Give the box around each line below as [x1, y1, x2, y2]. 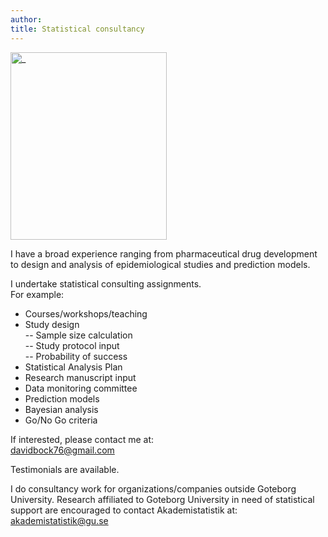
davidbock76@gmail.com [10, 444, 115, 456]
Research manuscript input [24, 371, 137, 383]
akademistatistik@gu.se [10, 514, 109, 526]
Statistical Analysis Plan [24, 361, 123, 373]
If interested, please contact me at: [10, 433, 155, 445]
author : [10, 14, 43, 25]
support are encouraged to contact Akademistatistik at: [10, 504, 238, 516]
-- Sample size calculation [24, 329, 133, 341]
